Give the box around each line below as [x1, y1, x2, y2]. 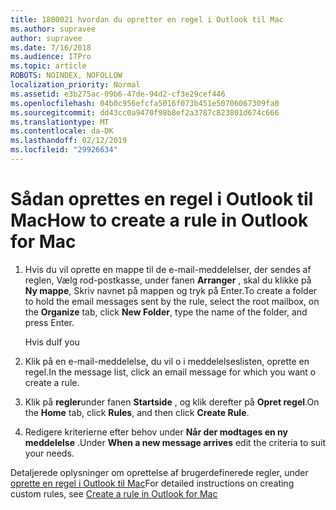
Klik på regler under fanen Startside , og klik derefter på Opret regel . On [24, 396, 320, 408]
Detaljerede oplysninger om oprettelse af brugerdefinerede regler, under [10, 466, 309, 478]
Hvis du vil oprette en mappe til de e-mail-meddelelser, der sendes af [24, 263, 312, 275]
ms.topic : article [10, 61, 87, 71]
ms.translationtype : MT [10, 117, 110, 127]
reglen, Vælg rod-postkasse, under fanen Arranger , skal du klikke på [24, 274, 312, 286]
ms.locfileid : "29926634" [10, 145, 118, 155]
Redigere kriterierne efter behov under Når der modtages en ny [24, 426, 288, 438]
